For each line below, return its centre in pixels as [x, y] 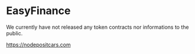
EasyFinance [38, 11]
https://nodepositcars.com [38, 45]
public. [14, 33]
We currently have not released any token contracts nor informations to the [97, 27]
